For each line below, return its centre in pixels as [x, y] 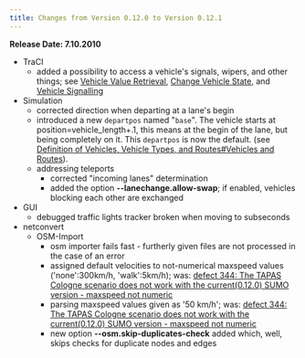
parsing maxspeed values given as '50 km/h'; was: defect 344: [168, 304]
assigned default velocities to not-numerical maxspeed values [167, 265]
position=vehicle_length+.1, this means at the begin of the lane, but [162, 130]
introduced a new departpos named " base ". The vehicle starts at [156, 120]
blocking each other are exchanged [117, 197]
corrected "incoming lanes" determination [129, 178]
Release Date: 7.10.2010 [56, 44]
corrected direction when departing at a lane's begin [135, 110]
